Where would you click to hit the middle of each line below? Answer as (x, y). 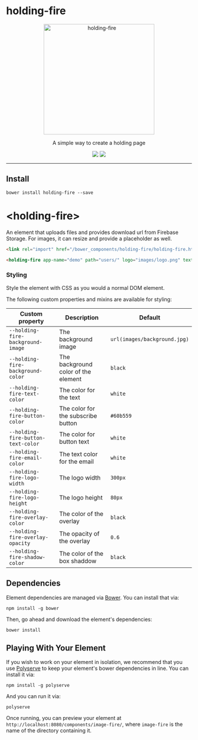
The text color (78, 454)
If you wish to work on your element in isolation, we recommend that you (94, 662)
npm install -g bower (33, 608)
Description (82, 318)
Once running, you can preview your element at (64, 718)
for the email (76, 461)
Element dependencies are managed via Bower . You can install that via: (93, 597)
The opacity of (79, 533)
